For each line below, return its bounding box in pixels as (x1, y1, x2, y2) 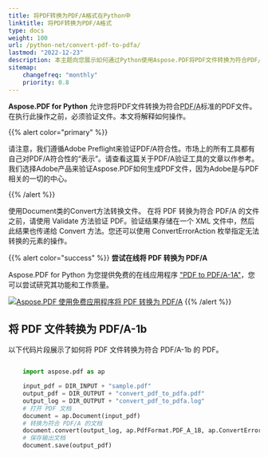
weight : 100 (8, 33, 48, 42)
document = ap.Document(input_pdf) (22, 412, 141, 420)
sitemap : (8, 64, 37, 72)
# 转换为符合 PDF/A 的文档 (22, 420, 103, 427)
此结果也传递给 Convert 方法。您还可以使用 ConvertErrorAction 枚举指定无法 (8, 226, 260, 235)
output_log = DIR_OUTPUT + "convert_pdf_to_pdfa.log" (22, 396, 205, 405)
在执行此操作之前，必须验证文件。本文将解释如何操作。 (8, 111, 190, 120)
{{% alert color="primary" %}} (8, 127, 108, 136)
